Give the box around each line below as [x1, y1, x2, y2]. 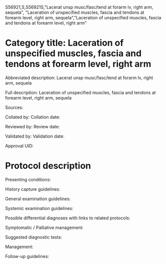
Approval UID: [5, 143, 34, 149]
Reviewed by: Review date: [5, 123, 60, 129]
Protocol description [5, 160, 91, 171]
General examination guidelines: [5, 196, 71, 202]
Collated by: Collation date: [5, 114, 60, 120]
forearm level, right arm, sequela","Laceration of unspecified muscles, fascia [5, 15, 162, 20]
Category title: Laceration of [5, 37, 124, 49]
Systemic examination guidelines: [5, 205, 73, 211]
